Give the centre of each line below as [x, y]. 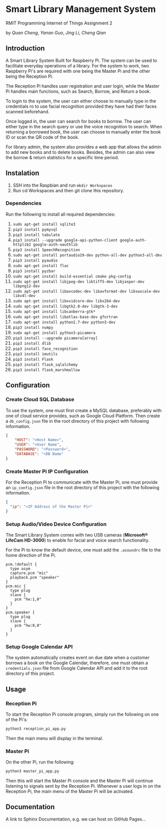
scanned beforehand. [28, 111]
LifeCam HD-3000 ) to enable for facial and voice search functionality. [78, 541]
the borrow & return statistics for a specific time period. [62, 157]
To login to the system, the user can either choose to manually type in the [81, 101]
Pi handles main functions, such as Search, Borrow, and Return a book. [78, 91]
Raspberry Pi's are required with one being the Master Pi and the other [78, 71]
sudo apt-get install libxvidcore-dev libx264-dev [66, 301]
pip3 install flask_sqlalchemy [45, 365]
